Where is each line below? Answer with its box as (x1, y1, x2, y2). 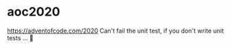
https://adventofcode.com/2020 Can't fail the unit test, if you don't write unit (7, 27, 224, 35)
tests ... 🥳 (7, 33, 34, 42)
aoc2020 (7, 4, 60, 20)
